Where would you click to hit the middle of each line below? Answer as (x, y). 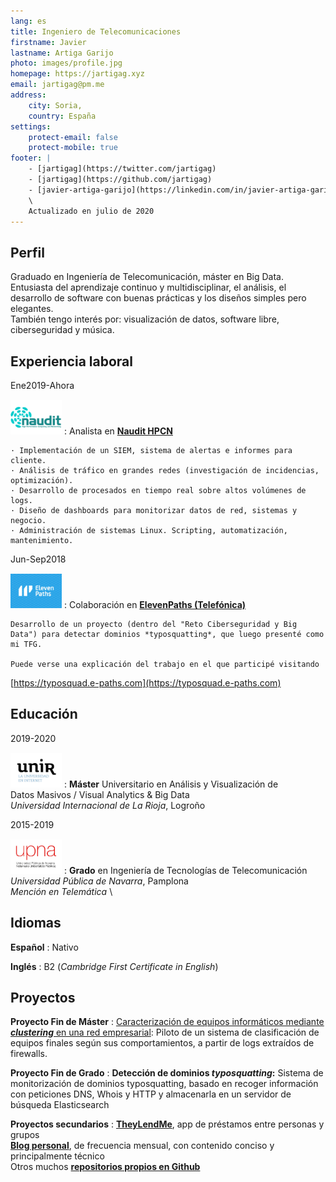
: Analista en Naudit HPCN (118, 431)
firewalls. (29, 1054)
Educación (44, 714)
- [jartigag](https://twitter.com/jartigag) (122, 169)
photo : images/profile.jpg (66, 63)
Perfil (27, 252)
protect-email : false (73, 137)
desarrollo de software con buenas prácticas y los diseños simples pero (158, 298)
